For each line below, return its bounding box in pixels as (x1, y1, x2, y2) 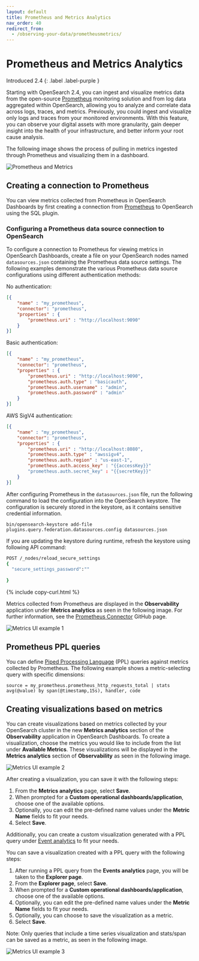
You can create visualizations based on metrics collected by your (6, 720, 167, 727)
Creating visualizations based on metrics (6, 704, 163, 714)
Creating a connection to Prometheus (6, 181, 149, 191)
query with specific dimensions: (6, 671, 85, 678)
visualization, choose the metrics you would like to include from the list (6, 739, 181, 747)
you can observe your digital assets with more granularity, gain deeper (6, 121, 181, 128)
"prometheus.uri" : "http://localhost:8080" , (28, 446, 144, 452)
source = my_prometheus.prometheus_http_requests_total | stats (6, 682, 170, 688)
